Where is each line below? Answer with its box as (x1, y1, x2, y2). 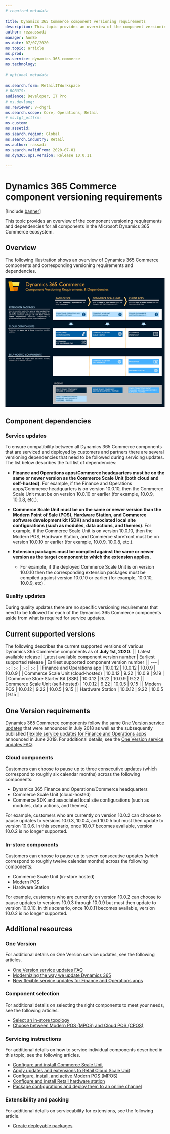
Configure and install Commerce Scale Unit (12, 1061, 103, 1068)
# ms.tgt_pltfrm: (5, 115, 42, 120)
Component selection (5, 990, 60, 997)
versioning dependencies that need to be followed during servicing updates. (5, 454, 164, 460)
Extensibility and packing (5, 1096, 69, 1103)
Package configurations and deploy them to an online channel (12, 1083, 142, 1089)
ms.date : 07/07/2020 (5, 41, 49, 46)
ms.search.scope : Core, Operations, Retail (5, 110, 99, 115)
